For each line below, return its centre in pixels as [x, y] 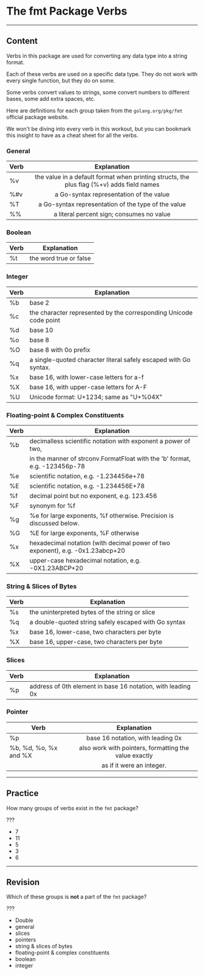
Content [22, 41]
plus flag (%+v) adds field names [112, 185]
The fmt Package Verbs [67, 11]
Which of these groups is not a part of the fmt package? [76, 897]
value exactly [134, 755]
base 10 [41, 330]
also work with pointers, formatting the [134, 748]
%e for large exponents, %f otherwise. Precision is [102, 515]
